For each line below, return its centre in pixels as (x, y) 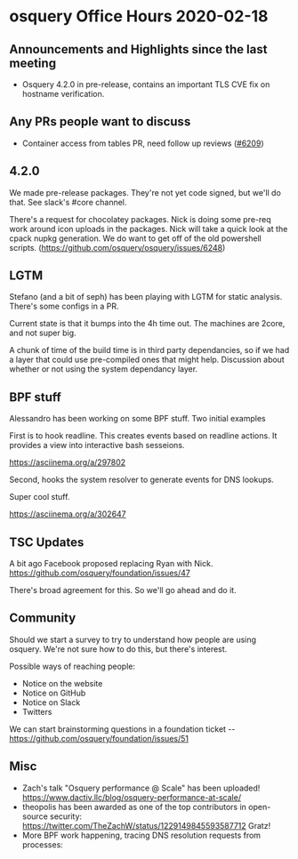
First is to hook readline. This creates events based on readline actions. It (143, 436)
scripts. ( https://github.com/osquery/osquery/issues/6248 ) (117, 247)
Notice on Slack (51, 702)
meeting (32, 63)
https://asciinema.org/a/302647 (68, 514)
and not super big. (43, 333)
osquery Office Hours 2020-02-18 (139, 16)
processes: (43, 844)
